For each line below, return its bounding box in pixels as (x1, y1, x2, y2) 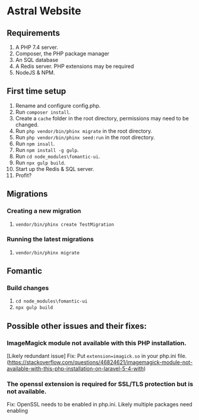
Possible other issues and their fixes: (7, 321, 147, 331)
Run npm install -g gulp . (15, 146, 79, 153)
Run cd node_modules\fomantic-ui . (15, 153, 100, 160)
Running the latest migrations (7, 235, 94, 244)
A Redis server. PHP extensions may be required (15, 63, 134, 70)
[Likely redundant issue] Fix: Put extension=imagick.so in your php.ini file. (7, 353, 187, 360)
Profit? (15, 172, 32, 179)
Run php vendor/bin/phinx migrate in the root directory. (15, 127, 153, 135)
